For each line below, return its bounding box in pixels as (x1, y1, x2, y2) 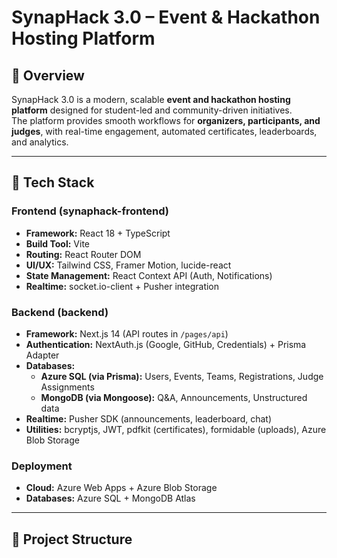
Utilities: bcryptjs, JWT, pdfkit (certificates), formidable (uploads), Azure (25, 423, 327, 435)
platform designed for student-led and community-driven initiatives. (11, 104, 293, 116)
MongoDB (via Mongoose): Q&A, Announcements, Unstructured (40, 391, 308, 403)
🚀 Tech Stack (11, 174, 95, 191)
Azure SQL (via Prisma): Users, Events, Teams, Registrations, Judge (40, 370, 324, 382)
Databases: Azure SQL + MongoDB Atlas (25, 492, 196, 505)
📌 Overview (11, 67, 85, 84)
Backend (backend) (11, 305, 109, 319)
